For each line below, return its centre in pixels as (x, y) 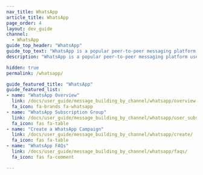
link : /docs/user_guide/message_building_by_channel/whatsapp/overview (104, 101)
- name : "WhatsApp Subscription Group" (56, 112)
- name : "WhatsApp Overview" (43, 95)
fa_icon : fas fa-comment (43, 157)
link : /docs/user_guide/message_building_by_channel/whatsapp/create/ (102, 135)
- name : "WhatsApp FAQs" (37, 146)
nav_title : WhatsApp (32, 12)
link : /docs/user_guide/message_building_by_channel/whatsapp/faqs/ (100, 151)
